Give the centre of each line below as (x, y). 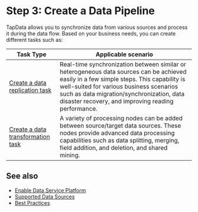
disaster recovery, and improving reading (117, 101)
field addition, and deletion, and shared (114, 148)
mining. (70, 155)
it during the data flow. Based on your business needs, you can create (91, 33)
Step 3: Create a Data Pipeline (80, 11)
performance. (79, 109)
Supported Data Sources (44, 197)
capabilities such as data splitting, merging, (120, 140)
